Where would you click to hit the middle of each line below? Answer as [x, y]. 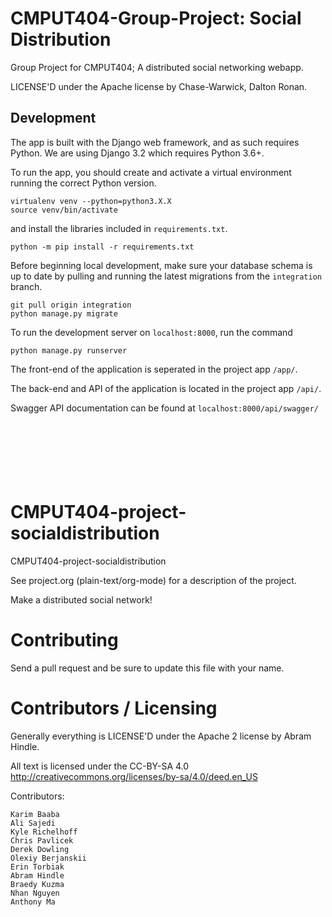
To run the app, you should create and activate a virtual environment [151, 172]
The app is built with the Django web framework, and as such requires [155, 142]
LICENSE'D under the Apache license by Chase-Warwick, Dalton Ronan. [159, 86]
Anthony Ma [33, 902]
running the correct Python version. [83, 183]
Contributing [64, 639]
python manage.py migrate [64, 313]
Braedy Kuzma [37, 884]
